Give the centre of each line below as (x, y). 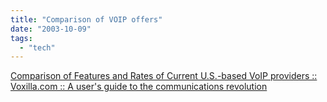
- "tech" (37, 47)
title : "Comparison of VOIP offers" (86, 19)
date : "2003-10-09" (51, 29)
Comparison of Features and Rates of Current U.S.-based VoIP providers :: (164, 76)
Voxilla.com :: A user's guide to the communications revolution (139, 87)
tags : (21, 38)
